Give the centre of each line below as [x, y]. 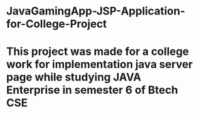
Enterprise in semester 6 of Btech [92, 90]
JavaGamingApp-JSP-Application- [96, 11]
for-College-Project [57, 24]
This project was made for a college [98, 52]
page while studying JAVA [74, 77]
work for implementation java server [99, 64]
